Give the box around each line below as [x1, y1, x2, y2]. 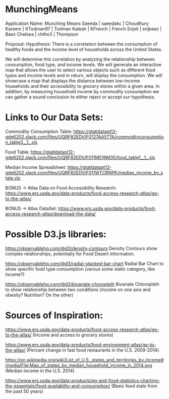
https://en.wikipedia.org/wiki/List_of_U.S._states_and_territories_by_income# [5, 356, 164, 363]
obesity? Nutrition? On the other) [5, 292, 74, 298]
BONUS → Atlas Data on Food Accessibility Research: [5, 185, 117, 191]
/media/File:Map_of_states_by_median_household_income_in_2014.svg [5, 362, 152, 368]
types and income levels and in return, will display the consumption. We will [5, 72, 162, 78]
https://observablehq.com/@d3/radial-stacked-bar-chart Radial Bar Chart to [5, 260, 164, 267]
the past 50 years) [5, 388, 44, 394]
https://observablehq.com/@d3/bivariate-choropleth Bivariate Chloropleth [5, 281, 160, 287]
